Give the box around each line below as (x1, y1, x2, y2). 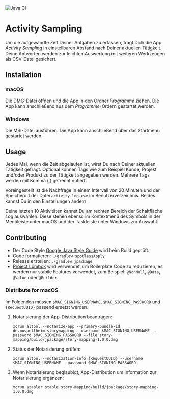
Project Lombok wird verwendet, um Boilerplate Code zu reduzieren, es (12, 263, 163, 269)
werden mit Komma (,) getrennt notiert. (5, 177, 87, 183)
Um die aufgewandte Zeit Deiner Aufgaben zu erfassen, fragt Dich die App (5, 39, 162, 45)
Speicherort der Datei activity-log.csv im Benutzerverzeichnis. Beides (5, 192, 155, 198)
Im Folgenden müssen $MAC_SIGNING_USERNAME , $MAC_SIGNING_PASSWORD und (5, 298, 160, 305)
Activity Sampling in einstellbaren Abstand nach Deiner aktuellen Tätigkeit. (5, 45, 162, 51)
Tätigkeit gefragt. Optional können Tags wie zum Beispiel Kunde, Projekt (5, 166, 157, 172)
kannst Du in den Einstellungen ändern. (5, 198, 88, 204)
